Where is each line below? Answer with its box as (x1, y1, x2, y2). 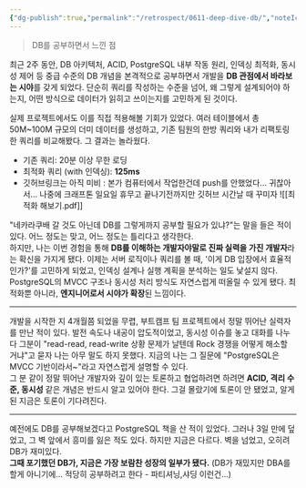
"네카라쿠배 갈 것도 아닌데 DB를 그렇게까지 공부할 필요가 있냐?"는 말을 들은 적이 (9, 219, 291, 230)
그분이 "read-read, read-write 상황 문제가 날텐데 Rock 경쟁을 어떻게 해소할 (18, 338, 289, 349)
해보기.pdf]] (39, 199, 84, 210)
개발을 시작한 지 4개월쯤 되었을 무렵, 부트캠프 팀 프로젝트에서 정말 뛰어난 (9, 315, 267, 326)
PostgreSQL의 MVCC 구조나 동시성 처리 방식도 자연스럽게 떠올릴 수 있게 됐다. (9, 276, 287, 287)
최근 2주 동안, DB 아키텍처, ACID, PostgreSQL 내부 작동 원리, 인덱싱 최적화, (9, 58, 280, 69)
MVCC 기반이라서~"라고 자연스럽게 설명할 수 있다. (9, 361, 189, 371)
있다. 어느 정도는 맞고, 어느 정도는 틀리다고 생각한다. (9, 230, 194, 241)
